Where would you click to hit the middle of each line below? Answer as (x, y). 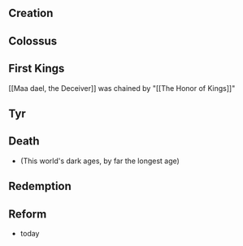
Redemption (40, 186)
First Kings (37, 69)
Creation (31, 13)
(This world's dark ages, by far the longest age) (100, 161)
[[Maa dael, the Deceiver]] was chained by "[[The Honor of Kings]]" (122, 88)
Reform (28, 214)
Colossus (33, 41)
